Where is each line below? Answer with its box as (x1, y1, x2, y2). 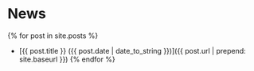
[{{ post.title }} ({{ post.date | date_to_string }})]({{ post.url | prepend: (18, 46, 246, 55)
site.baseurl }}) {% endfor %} (18, 54, 116, 64)
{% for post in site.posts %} (7, 31, 99, 40)
